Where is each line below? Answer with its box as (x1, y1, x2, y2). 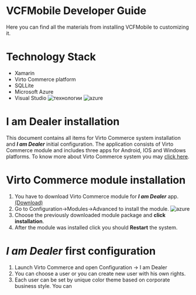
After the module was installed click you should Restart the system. (14, 224, 178, 231)
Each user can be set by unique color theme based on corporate (14, 276, 170, 283)
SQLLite (14, 82, 34, 89)
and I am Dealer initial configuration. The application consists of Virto (6, 140, 174, 147)
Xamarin (14, 69, 35, 77)
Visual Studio (14, 94, 47, 101)
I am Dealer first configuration (6, 244, 156, 258)
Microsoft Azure (14, 88, 54, 95)
